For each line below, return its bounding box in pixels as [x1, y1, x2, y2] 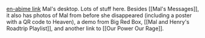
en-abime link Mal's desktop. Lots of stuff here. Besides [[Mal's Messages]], [6, 6, 199, 12]
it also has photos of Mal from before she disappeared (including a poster [6, 12, 192, 19]
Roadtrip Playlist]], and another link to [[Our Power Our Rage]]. [6, 25, 164, 32]
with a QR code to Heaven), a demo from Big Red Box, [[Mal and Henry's [6, 18, 190, 25]
